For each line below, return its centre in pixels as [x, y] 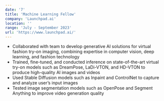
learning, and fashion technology [46, 57]
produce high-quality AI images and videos [56, 72]
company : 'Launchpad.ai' [31, 19]
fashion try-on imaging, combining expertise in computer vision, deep [83, 51]
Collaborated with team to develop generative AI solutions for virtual [82, 46]
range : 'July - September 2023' [38, 28]
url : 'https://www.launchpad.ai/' [41, 32]
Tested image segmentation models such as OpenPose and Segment [82, 88]
